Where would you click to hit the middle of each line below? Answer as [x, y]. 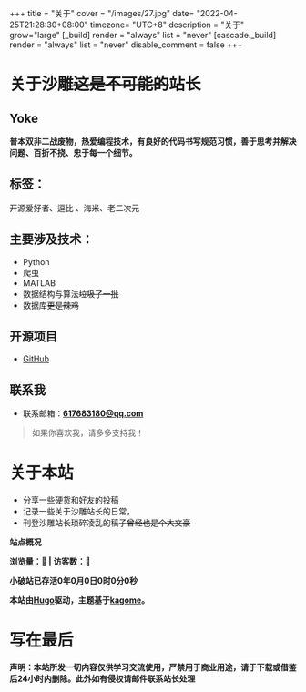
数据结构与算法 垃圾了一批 [71, 293]
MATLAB [39, 283]
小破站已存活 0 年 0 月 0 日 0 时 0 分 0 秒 [74, 581]
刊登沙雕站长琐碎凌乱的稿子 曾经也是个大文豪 [107, 523]
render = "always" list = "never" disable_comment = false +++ [126, 45]
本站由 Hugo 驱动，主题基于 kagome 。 [80, 600]
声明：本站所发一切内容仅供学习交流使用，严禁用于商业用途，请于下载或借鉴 [153, 667]
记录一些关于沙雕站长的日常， [78, 512]
